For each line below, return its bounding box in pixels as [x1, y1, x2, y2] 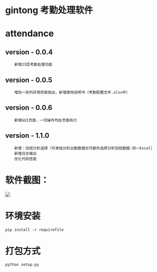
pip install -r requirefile [5, 227, 64, 232]
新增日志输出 [14, 151, 37, 156]
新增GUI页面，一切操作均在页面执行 [14, 117, 77, 123]
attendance [5, 28, 54, 39]
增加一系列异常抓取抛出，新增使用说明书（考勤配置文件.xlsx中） [14, 90, 130, 95]
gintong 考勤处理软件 [5, 5, 93, 16]
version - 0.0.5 [5, 76, 53, 84]
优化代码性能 [14, 156, 37, 161]
